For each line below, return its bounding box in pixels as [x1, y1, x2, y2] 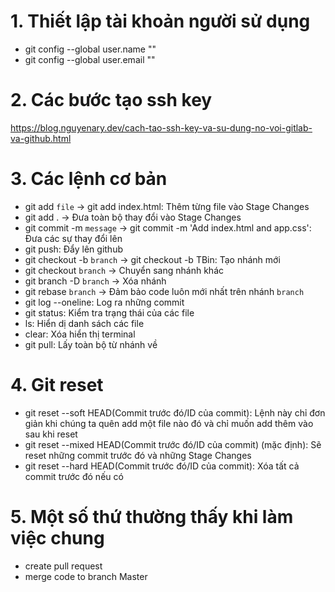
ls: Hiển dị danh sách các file [24, 317, 145, 329]
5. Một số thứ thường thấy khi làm [10, 505, 294, 528]
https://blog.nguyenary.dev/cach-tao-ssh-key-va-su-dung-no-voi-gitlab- [10, 121, 313, 134]
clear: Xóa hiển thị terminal [24, 328, 136, 340]
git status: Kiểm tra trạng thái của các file [24, 306, 195, 319]
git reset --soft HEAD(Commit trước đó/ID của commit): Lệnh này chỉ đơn [24, 406, 326, 419]
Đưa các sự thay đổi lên [24, 232, 123, 244]
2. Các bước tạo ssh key [10, 89, 213, 112]
